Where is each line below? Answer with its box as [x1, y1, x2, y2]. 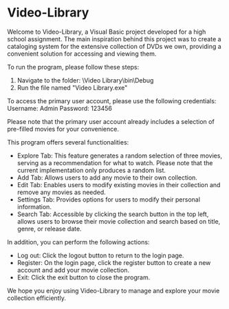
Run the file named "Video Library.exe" [17, 83, 128, 92]
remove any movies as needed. [17, 188, 107, 196]
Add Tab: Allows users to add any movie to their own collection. [17, 173, 198, 182]
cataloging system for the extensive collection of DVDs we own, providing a [7, 42, 221, 50]
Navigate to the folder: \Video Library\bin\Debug [17, 76, 154, 84]
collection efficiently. [7, 294, 67, 302]
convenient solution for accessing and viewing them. [7, 50, 157, 58]
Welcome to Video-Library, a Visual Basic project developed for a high [7, 28, 206, 36]
